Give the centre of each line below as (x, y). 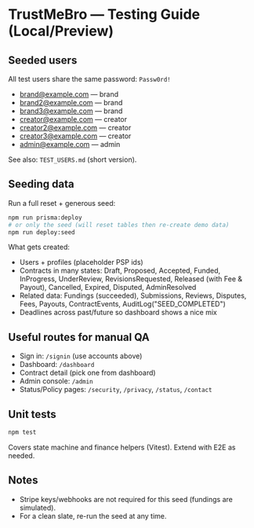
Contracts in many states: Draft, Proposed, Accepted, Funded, (120, 271)
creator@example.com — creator (73, 119)
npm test (22, 433)
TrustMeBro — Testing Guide (104, 15)
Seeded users (43, 60)
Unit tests (32, 414)
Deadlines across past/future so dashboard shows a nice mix (118, 313)
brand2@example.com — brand (71, 103)
